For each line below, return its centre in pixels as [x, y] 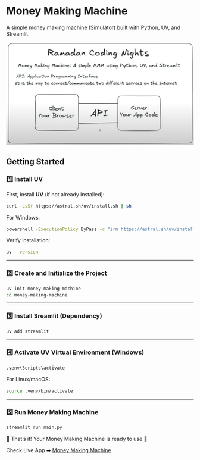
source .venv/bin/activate [40, 391]
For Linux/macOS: [28, 379]
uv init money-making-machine [44, 289]
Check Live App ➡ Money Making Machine [59, 450]
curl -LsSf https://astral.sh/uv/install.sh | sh [69, 206]
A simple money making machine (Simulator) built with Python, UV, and [93, 27]
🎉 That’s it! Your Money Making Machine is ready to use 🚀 [77, 439]
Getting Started [35, 162]
